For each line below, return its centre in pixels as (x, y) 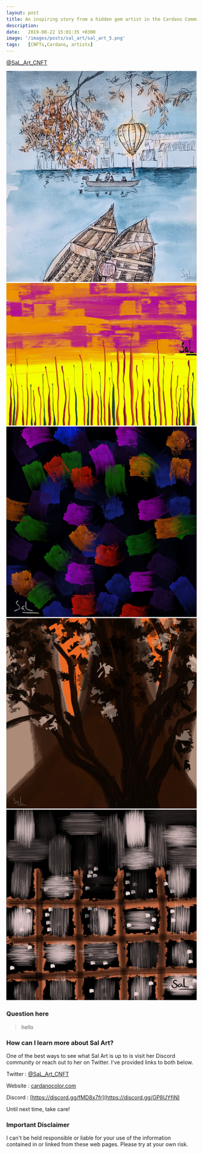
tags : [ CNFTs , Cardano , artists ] (50, 45)
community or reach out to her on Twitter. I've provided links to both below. (100, 1062)
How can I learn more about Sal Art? (60, 1043)
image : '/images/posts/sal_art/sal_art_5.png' (66, 38)
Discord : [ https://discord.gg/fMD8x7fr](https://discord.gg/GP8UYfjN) (93, 1098)
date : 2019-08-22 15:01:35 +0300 (51, 32)
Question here (28, 1014)
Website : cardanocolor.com (41, 1086)
